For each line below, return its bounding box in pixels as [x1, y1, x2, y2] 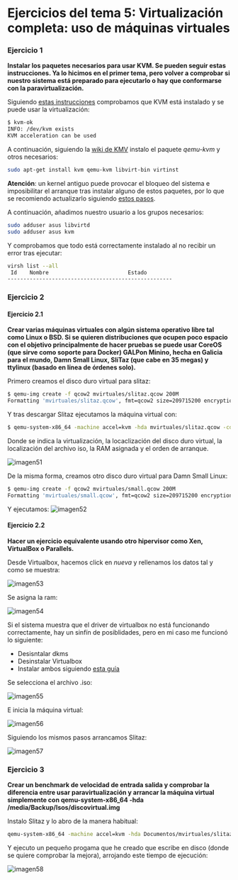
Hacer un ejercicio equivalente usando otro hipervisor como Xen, [7, 537, 203, 545]
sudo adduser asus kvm [7, 228, 74, 235]
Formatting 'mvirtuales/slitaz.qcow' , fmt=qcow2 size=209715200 [7, 397, 201, 405]
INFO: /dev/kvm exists [7, 126, 74, 133]
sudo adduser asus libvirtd [7, 221, 91, 228]
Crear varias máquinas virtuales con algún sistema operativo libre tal [7, 325, 215, 334]
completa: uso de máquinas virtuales [7, 20, 230, 36]
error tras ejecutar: [7, 248, 62, 257]
